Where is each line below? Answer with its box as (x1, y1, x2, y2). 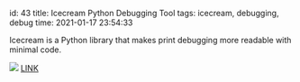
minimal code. (9, 44, 61, 55)
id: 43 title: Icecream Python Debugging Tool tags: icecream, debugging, (9, 8, 279, 18)
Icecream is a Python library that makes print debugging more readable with (9, 35, 292, 45)
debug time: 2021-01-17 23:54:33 (9, 17, 133, 28)
